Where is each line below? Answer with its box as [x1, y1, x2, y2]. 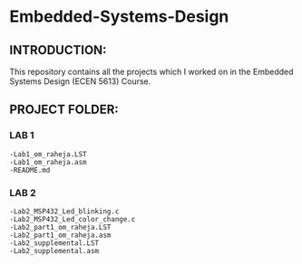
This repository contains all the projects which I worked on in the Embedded [9, 66, 294, 77]
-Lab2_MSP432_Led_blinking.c [9, 206, 120, 216]
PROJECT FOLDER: [9, 102, 120, 118]
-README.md [9, 165, 51, 174]
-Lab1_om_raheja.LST [9, 149, 88, 159]
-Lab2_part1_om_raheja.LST [9, 222, 112, 231]
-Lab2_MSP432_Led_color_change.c [9, 214, 136, 223]
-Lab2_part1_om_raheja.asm [9, 231, 112, 240]
